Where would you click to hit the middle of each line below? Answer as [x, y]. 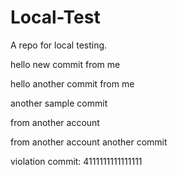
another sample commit [59, 103]
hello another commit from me [72, 83]
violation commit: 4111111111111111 [76, 161]
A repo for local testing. [59, 45]
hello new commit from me [65, 64]
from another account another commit [89, 142]
